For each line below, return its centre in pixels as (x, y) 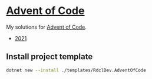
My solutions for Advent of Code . (47, 27)
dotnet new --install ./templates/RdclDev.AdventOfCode (76, 70)
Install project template (49, 57)
